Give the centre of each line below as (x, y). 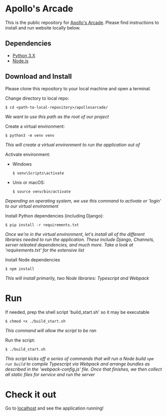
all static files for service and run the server (50, 374)
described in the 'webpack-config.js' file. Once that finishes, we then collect (83, 369)
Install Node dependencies (33, 259)
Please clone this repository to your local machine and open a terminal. (78, 88)
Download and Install (39, 77)
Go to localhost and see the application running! (54, 408)
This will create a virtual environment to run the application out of (73, 145)
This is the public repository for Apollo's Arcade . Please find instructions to (82, 22)
